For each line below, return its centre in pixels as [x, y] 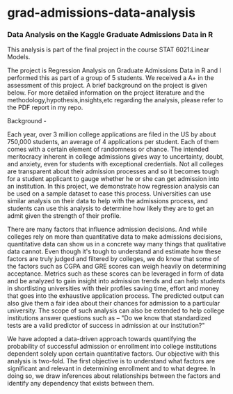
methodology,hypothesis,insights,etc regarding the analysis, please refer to [115, 100]
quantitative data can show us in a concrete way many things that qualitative [117, 244]
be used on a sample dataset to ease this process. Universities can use [109, 194]
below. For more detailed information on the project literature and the [106, 93]
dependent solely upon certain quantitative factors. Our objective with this [114, 354]
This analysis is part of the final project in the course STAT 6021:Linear [109, 49]
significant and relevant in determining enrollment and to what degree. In [111, 369]
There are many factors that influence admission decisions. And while [107, 229]
